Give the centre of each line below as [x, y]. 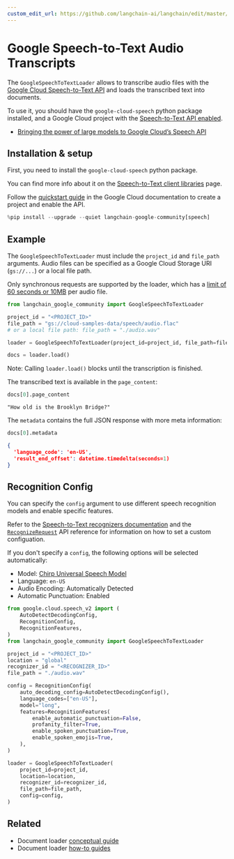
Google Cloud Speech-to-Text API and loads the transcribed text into [106, 90]
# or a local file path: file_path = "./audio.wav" [84, 330]
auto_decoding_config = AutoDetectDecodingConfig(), [95, 692]
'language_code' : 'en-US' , [53, 452]
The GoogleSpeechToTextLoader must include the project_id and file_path [114, 256]
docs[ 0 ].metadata [32, 433]
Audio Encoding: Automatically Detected [75, 588]
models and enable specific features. [60, 511]
